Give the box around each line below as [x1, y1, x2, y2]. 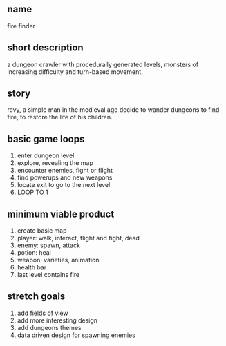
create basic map [17, 227, 67, 235]
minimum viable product [7, 208, 115, 220]
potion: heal [17, 249, 52, 257]
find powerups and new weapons [17, 173, 113, 182]
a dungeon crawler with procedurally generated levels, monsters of [7, 60, 199, 68]
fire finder [7, 21, 36, 30]
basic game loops [7, 133, 85, 145]
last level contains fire [17, 271, 80, 279]
